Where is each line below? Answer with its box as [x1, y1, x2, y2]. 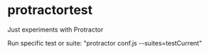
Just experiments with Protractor [7, 25, 104, 34]
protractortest [7, 2, 93, 18]
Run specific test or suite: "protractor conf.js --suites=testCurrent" [7, 39, 203, 47]
